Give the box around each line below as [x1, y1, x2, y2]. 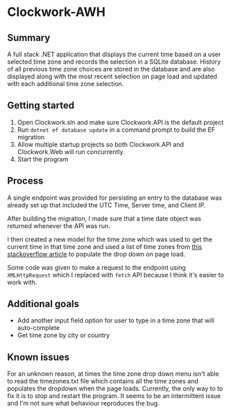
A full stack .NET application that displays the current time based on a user [7, 50, 221, 58]
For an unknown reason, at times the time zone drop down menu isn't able [7, 370, 220, 378]
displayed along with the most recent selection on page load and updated [7, 72, 217, 80]
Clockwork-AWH [7, 4, 106, 20]
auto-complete [17, 324, 60, 332]
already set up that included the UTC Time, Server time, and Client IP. [7, 200, 206, 209]
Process [7, 175, 44, 187]
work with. [7, 278, 37, 286]
